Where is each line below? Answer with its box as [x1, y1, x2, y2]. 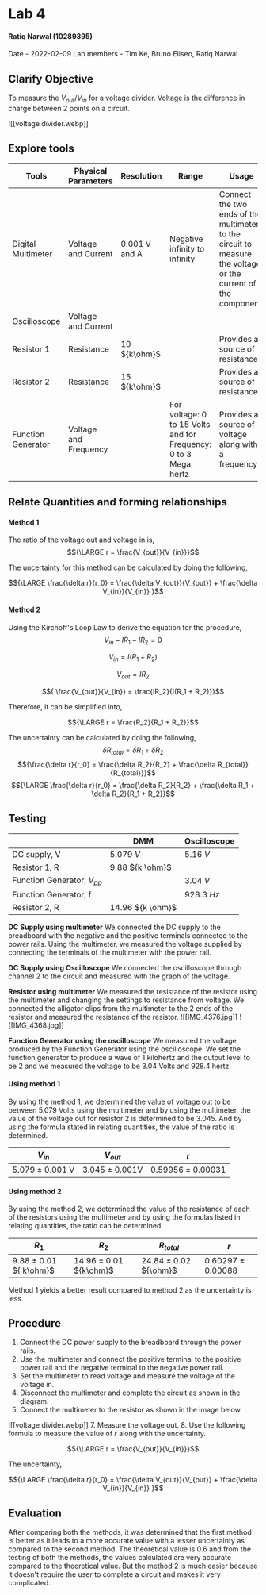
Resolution [120, 170, 162, 181]
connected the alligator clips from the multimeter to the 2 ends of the [8, 1003, 234, 1013]
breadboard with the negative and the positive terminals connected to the [8, 930, 248, 940]
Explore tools [8, 142, 74, 156]
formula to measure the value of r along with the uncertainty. [8, 1429, 207, 1439]
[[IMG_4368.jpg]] [8, 1020, 65, 1030]
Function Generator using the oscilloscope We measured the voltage [8, 1036, 237, 1045]
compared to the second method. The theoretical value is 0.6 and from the [8, 1544, 252, 1554]
